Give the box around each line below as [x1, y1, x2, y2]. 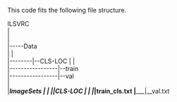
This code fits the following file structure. [7, 6, 127, 14]
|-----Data [7, 42, 37, 50]
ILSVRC [7, 20, 30, 27]
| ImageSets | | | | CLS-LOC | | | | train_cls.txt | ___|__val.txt [7, 87, 170, 95]
